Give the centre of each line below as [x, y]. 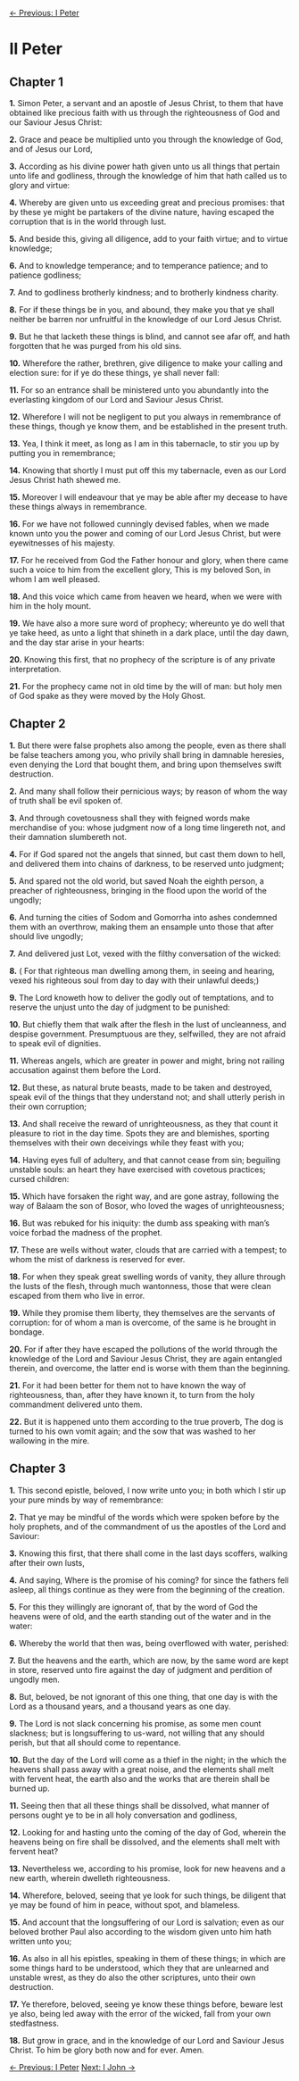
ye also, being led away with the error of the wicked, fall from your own [140, 2013]
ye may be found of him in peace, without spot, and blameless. [125, 1904]
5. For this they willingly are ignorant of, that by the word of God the [134, 1607]
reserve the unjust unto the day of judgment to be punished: [120, 1007]
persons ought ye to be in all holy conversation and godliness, [124, 1815]
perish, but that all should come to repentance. [95, 1742]
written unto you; [41, 1941]
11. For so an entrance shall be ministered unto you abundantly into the [139, 390]
